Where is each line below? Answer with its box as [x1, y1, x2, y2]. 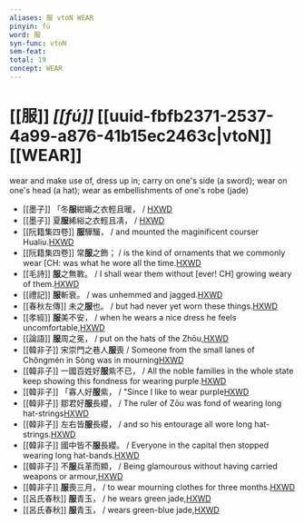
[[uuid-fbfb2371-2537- [96, 106, 274, 127]
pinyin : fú [9, 22, 51, 31]
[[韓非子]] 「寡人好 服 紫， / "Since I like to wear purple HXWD [22, 386, 250, 397]
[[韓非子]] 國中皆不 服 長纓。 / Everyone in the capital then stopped [22, 440, 270, 450]
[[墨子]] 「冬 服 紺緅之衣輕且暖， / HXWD [22, 203, 172, 214]
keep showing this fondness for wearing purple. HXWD [22, 375, 227, 386]
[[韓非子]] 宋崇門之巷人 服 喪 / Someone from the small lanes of [22, 344, 256, 355]
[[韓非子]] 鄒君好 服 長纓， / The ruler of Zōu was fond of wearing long [22, 397, 282, 409]
